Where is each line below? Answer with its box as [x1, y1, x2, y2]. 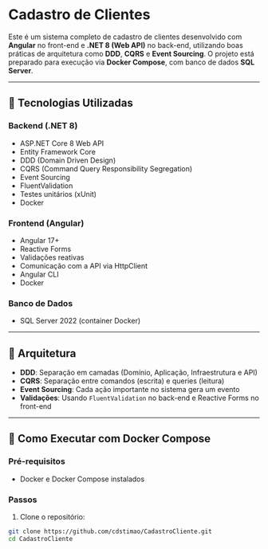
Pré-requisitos [8, 456, 65, 467]
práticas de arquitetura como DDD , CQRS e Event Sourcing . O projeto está [8, 49, 254, 58]
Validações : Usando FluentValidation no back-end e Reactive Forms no [19, 393, 259, 403]
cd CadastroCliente [8, 535, 73, 543]
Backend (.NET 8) [8, 120, 78, 131]
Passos [8, 494, 37, 505]
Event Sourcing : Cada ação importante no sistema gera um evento [19, 385, 240, 394]
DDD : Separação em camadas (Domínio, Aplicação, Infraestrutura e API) [19, 368, 258, 378]
